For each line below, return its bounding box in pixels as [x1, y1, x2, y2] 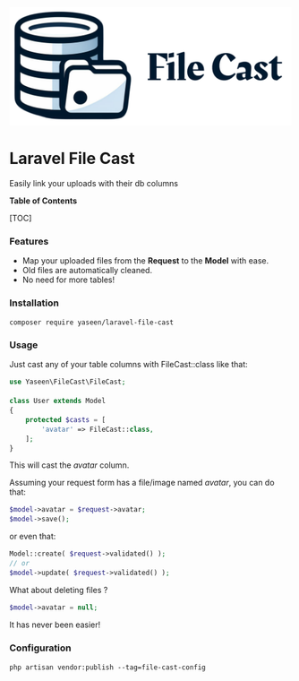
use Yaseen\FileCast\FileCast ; [9, 377, 126, 387]
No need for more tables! [21, 274, 115, 285]
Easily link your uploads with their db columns [9, 177, 179, 188]
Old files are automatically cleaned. [21, 264, 153, 275]
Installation [9, 297, 60, 309]
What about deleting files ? [9, 584, 108, 595]
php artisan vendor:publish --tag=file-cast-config [9, 663, 206, 672]
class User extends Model [9, 397, 106, 406]
